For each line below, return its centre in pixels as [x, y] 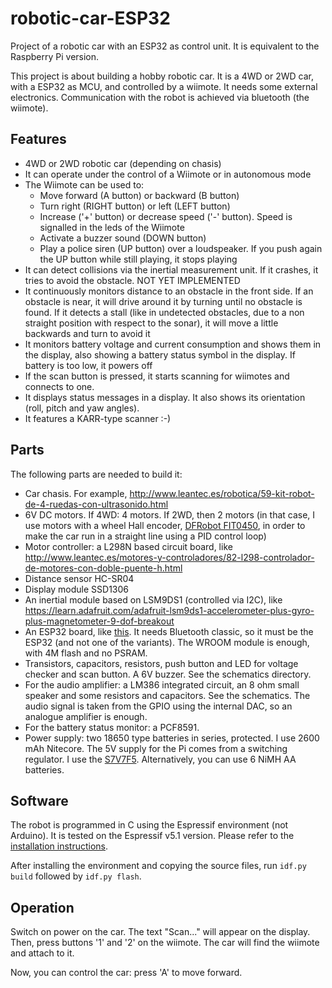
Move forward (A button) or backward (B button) [139, 195]
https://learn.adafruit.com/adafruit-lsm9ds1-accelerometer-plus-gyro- [169, 610]
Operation [42, 907]
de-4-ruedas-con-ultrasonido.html [96, 504]
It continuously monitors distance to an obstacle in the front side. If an [169, 291]
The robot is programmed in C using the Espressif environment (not [149, 825]
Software [39, 800]
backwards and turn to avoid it [87, 333]
